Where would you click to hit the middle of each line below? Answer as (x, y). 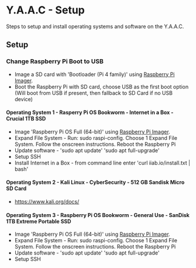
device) (24, 99)
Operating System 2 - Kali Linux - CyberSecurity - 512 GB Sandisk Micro (95, 183)
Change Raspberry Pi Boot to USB (55, 61)
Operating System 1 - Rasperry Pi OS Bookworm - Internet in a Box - (90, 112)
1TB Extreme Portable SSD (39, 221)
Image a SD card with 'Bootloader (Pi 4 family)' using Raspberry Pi (94, 74)
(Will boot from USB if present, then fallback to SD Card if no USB (93, 93)
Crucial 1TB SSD (26, 119)
